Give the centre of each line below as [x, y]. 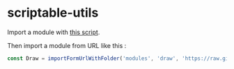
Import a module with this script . [54, 32]
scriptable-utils [53, 13]
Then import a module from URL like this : [67, 45]
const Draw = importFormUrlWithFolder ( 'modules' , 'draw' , [93, 58]
